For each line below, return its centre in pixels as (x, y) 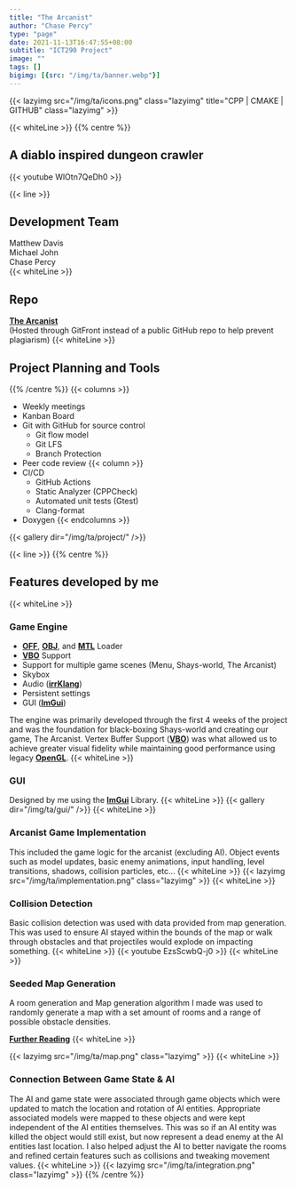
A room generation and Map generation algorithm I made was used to (136, 1003)
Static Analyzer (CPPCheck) (86, 491)
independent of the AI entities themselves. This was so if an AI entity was (143, 1127)
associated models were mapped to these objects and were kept (127, 1118)
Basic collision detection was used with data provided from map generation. (148, 923)
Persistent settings (56, 694)
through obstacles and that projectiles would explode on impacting (131, 942)
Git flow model (62, 435)
